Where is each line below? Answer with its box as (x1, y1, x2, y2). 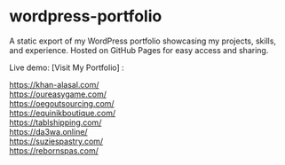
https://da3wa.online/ (9, 126, 88, 137)
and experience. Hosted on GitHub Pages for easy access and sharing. (9, 44, 269, 55)
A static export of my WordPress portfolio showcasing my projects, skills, (9, 35, 277, 46)
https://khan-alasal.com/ (9, 79, 99, 90)
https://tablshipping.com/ (9, 117, 102, 128)
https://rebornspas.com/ (9, 145, 99, 156)
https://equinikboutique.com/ (9, 107, 116, 118)
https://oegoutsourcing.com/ (9, 98, 115, 108)
